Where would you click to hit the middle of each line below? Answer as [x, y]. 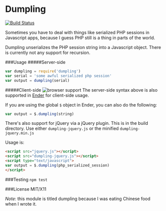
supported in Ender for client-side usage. [47, 95]
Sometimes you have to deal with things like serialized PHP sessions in [77, 32]
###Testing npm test [27, 179]
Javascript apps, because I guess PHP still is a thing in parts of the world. [80, 38]
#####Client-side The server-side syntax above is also [81, 90]
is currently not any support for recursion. [48, 53]
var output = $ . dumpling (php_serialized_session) [57, 165]
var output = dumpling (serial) [37, 80]
